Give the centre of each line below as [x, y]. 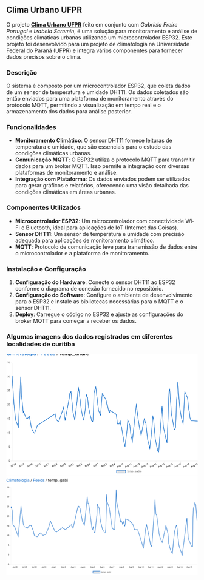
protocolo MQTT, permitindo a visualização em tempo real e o [83, 105]
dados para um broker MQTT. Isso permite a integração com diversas [102, 166]
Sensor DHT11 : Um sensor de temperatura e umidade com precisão [100, 234]
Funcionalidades [31, 127]
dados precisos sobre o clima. [44, 56]
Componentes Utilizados [43, 207]
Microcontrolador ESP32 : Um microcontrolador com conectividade [99, 221]
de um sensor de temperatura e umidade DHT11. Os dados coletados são [98, 92]
